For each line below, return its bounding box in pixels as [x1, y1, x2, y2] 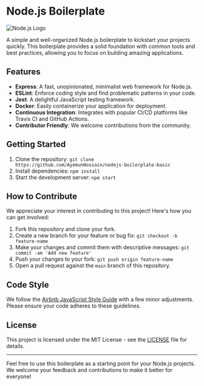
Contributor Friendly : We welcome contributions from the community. [15, 122, 191, 129]
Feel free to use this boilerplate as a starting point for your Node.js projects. [6, 360, 195, 367]
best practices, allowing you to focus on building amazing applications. [6, 49, 184, 56]
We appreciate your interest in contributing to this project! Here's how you [6, 207, 191, 215]
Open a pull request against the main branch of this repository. [15, 262, 171, 269]
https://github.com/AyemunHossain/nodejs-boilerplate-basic [15, 162, 171, 168]
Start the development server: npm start [15, 173, 117, 181]
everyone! [6, 373, 32, 380]
